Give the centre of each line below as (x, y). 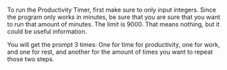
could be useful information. (47, 31)
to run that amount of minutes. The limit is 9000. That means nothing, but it (113, 24)
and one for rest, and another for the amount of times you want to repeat (110, 52)
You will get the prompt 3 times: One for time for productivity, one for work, (113, 45)
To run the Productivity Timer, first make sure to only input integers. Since (112, 10)
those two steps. (31, 59)
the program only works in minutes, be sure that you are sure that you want (114, 17)
